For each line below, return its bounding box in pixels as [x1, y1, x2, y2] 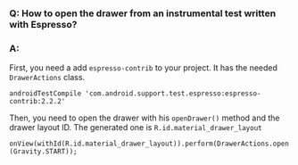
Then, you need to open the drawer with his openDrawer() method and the [9, 112, 280, 123]
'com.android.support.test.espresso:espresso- [85, 89, 261, 98]
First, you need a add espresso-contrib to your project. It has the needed [9, 62, 278, 73]
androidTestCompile [9, 89, 82, 98]
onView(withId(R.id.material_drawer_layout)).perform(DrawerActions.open [9, 139, 290, 149]
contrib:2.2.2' [9, 97, 66, 106]
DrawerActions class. [9, 72, 86, 83]
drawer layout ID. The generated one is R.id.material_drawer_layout [9, 122, 262, 133]
